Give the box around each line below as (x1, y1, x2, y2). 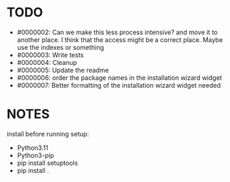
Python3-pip (16, 151, 54, 159)
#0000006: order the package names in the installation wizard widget (16, 73, 222, 82)
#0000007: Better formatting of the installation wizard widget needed (16, 81, 221, 89)
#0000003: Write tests (16, 51, 84, 59)
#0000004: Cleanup (16, 58, 78, 66)
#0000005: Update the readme (16, 66, 110, 74)
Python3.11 (16, 143, 48, 152)
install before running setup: (6, 129, 90, 138)
